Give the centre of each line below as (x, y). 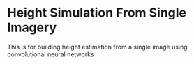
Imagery (32, 27)
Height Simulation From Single (97, 13)
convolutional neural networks (51, 54)
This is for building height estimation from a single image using (97, 47)
